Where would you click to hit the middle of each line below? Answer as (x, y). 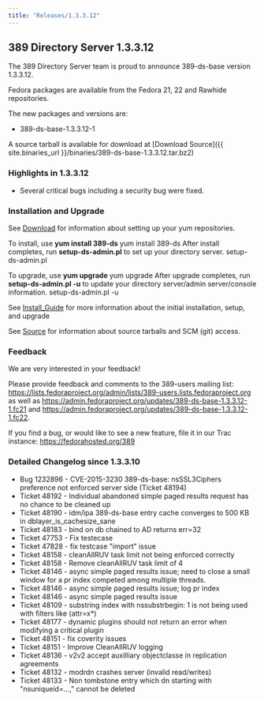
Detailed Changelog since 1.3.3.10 (74, 462)
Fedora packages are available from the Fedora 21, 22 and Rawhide (117, 90)
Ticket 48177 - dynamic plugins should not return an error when (123, 621)
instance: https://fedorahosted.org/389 (72, 441)
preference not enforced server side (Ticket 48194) (103, 487)
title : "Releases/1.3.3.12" (54, 15)
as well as (24, 401)
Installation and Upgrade (56, 211)
